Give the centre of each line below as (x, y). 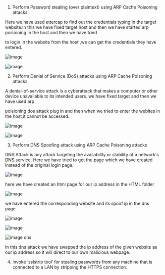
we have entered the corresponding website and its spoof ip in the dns (77, 203)
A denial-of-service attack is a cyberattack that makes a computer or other (82, 91)
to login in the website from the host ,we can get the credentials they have (81, 42)
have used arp (20, 101)
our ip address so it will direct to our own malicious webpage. (68, 252)
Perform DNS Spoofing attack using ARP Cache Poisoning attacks (80, 145)
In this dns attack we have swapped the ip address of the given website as (81, 247)
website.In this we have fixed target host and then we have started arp (77, 27)
